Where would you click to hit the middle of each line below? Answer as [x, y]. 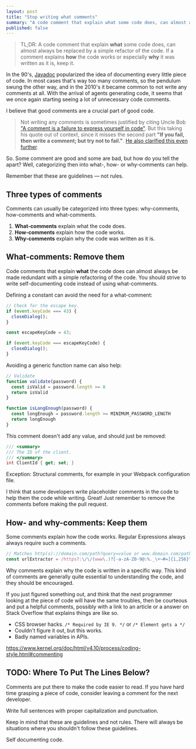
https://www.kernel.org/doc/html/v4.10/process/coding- [73, 648]
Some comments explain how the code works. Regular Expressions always [96, 537]
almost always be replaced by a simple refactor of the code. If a [97, 51]
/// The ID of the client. [39, 452]
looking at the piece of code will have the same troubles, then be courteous [97, 600]
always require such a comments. [47, 543]
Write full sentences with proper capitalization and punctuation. [82, 710]
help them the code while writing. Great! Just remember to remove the [90, 498]
